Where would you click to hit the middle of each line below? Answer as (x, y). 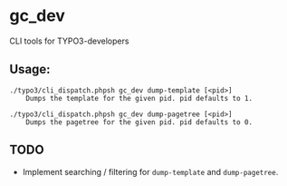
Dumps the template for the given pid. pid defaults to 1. (139, 98)
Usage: (30, 69)
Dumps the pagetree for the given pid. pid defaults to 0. (139, 122)
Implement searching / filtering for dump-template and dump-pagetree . (150, 171)
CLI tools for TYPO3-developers (69, 41)
